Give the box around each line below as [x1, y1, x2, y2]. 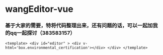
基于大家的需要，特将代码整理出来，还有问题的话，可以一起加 [5, 22, 153, 29]
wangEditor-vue [5, 3, 74, 15]
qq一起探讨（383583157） [10, 30, 76, 37]
